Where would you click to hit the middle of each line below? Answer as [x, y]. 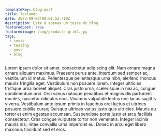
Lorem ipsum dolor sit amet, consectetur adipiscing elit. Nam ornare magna [80, 68]
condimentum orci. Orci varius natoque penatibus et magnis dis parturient [79, 94]
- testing [19, 45]
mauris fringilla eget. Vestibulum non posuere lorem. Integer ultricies [73, 83]
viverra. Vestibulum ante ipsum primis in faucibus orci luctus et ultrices [76, 104]
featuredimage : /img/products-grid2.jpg [46, 32]
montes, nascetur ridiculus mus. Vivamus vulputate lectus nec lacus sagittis [80, 99]
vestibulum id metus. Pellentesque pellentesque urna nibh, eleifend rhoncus [80, 78]
